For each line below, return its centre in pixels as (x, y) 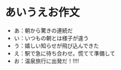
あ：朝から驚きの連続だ (43, 30)
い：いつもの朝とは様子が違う (51, 38)
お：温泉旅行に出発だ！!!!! (46, 61)
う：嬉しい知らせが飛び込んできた (56, 46)
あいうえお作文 (43, 12)
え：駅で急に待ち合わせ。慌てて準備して (64, 53)
